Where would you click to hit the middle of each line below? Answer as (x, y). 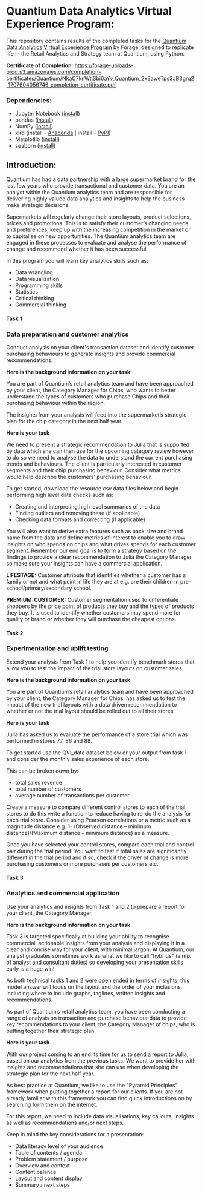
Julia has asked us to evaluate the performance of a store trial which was (97, 734)
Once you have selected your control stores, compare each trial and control (100, 844)
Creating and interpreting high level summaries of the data (87, 506)
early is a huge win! (30, 968)
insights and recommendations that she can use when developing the (93, 1067)
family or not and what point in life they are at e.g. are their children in (93, 581)
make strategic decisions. (38, 205)
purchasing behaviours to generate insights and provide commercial (91, 354)
